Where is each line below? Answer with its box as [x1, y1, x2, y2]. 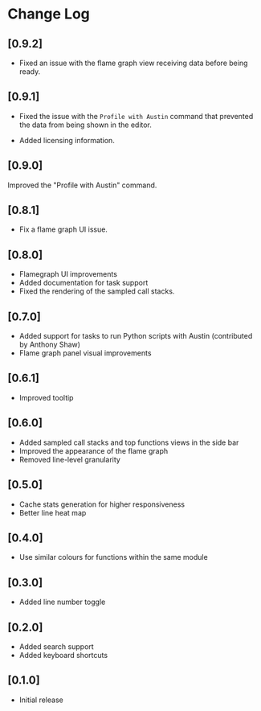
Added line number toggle [18, 597, 106, 607]
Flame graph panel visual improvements [18, 348, 152, 358]
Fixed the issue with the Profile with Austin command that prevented [18, 111, 254, 121]
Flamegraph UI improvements [18, 269, 118, 279]
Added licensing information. [18, 135, 116, 145]
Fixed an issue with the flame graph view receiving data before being [18, 58, 248, 68]
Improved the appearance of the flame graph [18, 446, 169, 455]
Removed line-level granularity [18, 454, 121, 464]
